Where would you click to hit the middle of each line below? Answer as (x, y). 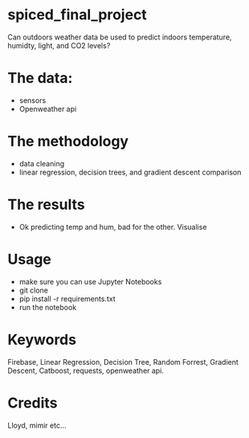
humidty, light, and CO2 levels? (59, 45)
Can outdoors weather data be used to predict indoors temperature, (120, 37)
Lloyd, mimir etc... (37, 425)
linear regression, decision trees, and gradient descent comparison (130, 172)
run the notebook (48, 307)
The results (46, 205)
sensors (33, 100)
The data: (40, 78)
